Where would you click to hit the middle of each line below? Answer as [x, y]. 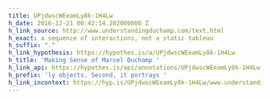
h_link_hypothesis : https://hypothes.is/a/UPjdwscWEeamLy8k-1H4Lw [122, 53]
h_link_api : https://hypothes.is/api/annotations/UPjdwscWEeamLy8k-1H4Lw [135, 68]
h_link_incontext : [39, 82]
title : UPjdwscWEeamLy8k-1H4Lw [61, 16]
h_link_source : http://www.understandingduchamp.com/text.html [117, 30]
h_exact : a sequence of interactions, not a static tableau [111, 38]
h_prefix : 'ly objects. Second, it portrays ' [88, 75]
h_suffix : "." [32, 46]
